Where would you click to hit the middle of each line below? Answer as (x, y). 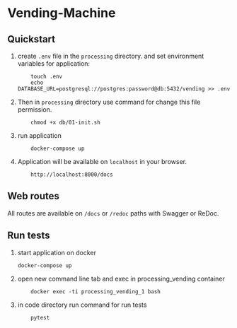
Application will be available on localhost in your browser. (102, 162)
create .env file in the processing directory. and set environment (111, 56)
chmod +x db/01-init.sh (65, 122)
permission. (35, 110)
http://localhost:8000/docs (72, 175)
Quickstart (31, 39)
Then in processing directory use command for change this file (109, 102)
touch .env (47, 76)
